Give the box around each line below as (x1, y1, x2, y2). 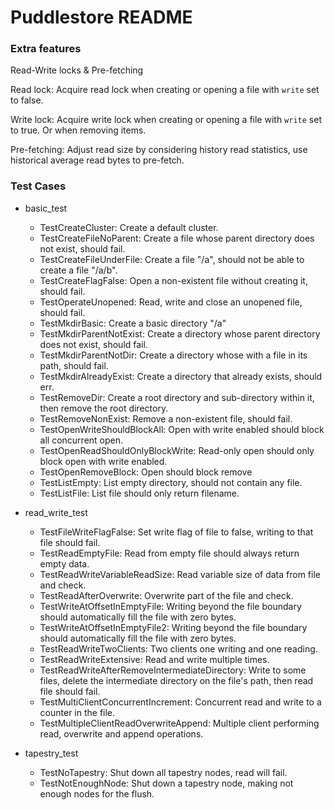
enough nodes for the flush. (39, 787, 155, 800)
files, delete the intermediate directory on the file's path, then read (39, 674, 314, 686)
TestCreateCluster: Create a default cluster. (39, 221, 219, 233)
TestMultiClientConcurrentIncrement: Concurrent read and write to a (39, 696, 322, 708)
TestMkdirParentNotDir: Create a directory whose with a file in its (39, 349, 308, 361)
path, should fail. (39, 359, 109, 371)
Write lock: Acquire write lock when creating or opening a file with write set (10, 114, 322, 126)
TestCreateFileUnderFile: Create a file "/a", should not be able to (39, 253, 305, 265)
